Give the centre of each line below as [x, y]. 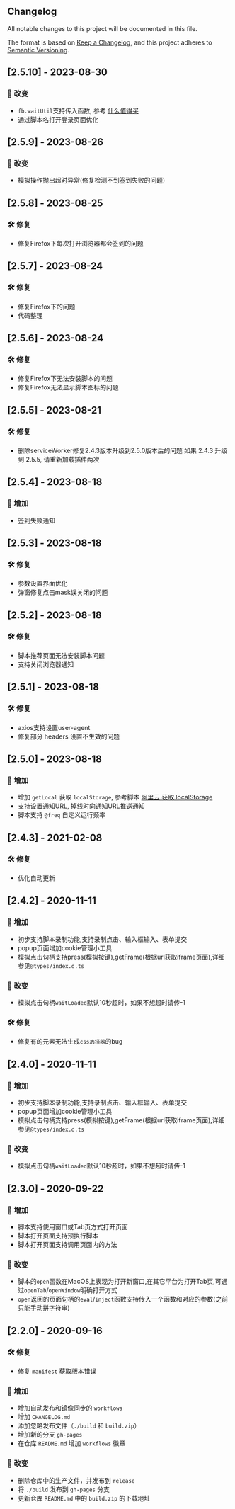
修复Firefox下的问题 [46, 307]
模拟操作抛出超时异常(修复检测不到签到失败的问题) [91, 181]
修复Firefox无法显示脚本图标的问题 [68, 387]
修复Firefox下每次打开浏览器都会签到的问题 [80, 243]
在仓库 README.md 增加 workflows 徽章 [71, 1443]
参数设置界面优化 [42, 583]
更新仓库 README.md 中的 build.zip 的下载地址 [84, 1498]
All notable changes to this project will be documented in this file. [103, 28]
